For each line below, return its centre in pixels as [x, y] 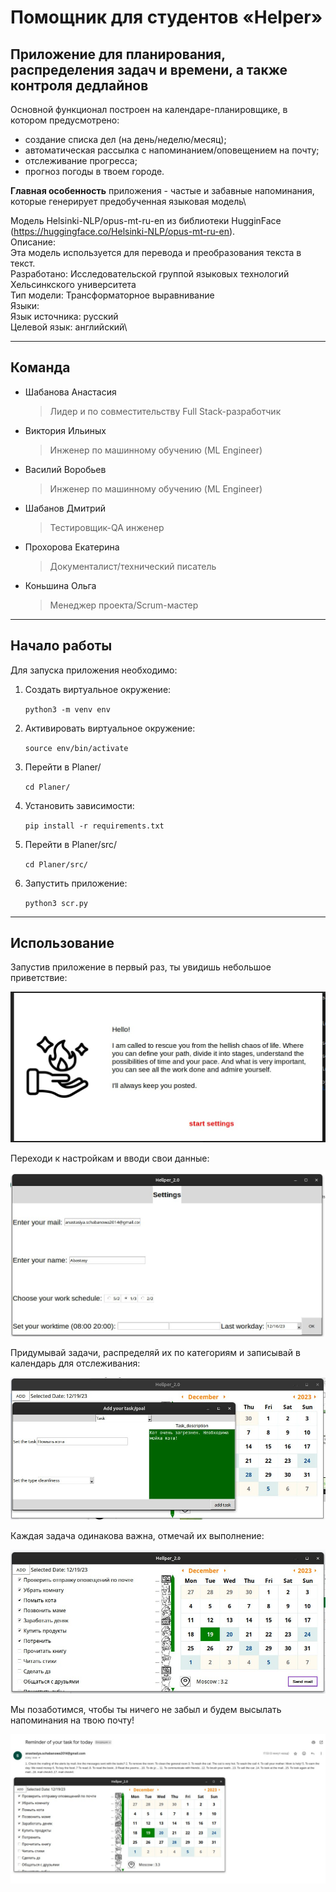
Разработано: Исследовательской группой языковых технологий [150, 274]
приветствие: [39, 978]
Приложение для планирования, [118, 54]
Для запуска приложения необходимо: [94, 670]
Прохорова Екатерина [72, 547]
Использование [62, 943]
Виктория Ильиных [65, 430]
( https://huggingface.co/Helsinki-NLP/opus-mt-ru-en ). [123, 231]
